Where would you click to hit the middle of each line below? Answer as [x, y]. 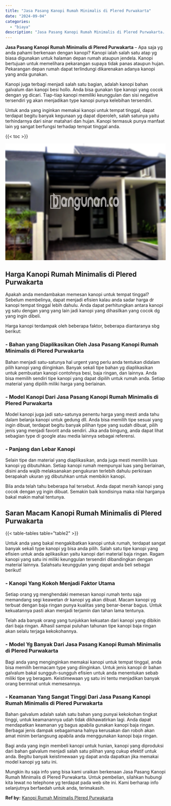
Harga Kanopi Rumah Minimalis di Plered [71, 275]
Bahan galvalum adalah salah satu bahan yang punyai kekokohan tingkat [81, 714]
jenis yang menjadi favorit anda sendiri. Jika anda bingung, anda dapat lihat [84, 430]
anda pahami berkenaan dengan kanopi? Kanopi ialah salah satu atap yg [81, 53]
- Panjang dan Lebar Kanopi [40, 449]
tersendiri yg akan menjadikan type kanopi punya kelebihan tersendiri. [79, 100]
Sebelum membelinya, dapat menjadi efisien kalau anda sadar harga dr [80, 300]
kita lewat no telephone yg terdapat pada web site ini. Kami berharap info [82, 783]
